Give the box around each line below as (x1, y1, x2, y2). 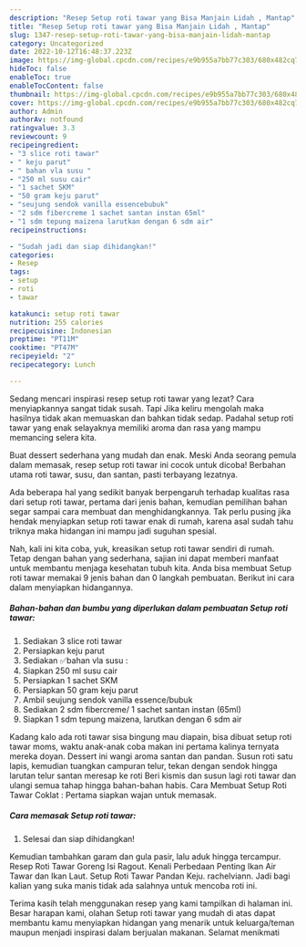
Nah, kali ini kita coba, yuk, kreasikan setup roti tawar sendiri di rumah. (9, 543, 275, 554)
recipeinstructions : (9, 225, 88, 234)
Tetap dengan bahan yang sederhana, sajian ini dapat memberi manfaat (9, 553, 280, 564)
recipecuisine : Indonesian (9, 326, 112, 336)
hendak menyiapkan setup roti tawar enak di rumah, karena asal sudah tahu (9, 515, 294, 526)
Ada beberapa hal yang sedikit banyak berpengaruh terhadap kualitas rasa (9, 486, 290, 497)
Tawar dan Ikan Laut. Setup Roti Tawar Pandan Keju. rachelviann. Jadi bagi (9, 870, 291, 881)
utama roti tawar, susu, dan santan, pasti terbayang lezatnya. (9, 469, 239, 480)
